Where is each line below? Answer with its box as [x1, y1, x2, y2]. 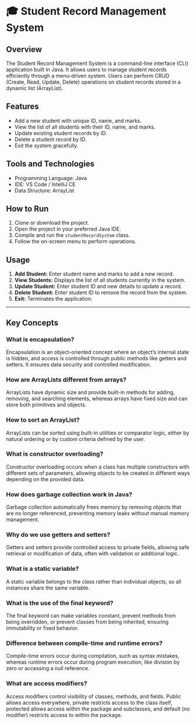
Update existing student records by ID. [14, 129, 107, 136]
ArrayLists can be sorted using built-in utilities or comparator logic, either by [6, 429, 190, 436]
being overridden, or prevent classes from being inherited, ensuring [6, 618, 169, 626]
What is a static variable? [6, 565, 79, 573]
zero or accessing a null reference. [6, 665, 90, 672]
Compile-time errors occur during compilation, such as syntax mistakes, [6, 653, 180, 660]
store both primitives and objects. [6, 401, 87, 408]
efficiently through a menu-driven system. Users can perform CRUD [6, 73, 170, 79]
